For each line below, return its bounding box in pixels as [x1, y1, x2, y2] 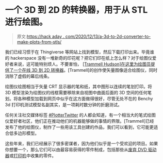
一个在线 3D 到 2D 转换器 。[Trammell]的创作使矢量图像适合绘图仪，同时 [13, 67, 158, 73]
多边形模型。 [13, 130, 39, 136]
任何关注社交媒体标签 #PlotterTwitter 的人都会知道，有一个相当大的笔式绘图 [5, 112, 156, 118]
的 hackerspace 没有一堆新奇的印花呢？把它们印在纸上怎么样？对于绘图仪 [5, 55, 152, 61]
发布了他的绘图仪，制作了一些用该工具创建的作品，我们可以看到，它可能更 [5, 124, 154, 130]
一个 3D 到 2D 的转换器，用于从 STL [5, 4, 148, 16]
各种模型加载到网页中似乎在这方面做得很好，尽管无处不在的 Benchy [17, 96, 153, 101]
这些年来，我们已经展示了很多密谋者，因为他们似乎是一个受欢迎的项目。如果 [5, 140, 158, 146]
